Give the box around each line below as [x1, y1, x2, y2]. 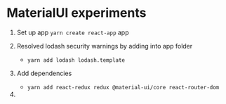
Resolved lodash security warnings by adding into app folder [16, 41, 193, 50]
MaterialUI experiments [6, 5, 147, 21]
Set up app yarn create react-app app [16, 28, 129, 37]
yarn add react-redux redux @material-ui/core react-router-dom [27, 84, 220, 91]
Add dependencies [16, 69, 72, 77]
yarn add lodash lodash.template [27, 56, 126, 64]
